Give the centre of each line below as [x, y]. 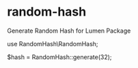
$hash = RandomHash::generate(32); [59, 57]
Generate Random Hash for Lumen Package [69, 31]
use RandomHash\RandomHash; [53, 44]
